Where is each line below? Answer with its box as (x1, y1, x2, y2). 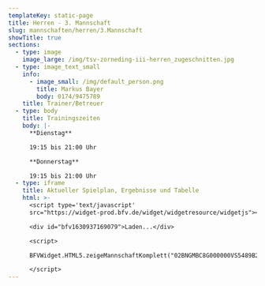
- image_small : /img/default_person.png (28, 77, 164, 85)
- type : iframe (15, 179, 65, 187)
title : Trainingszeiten (22, 115, 101, 122)
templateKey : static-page (8, 11, 93, 20)
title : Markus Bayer (36, 85, 104, 93)
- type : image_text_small (15, 63, 101, 71)
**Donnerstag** (28, 157, 80, 166)
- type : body (15, 107, 58, 115)
